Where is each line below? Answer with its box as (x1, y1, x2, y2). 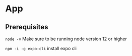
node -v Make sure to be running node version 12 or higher (5, 36, 127, 42)
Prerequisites (5, 23, 48, 31)
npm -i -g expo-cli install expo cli (5, 46, 77, 51)
